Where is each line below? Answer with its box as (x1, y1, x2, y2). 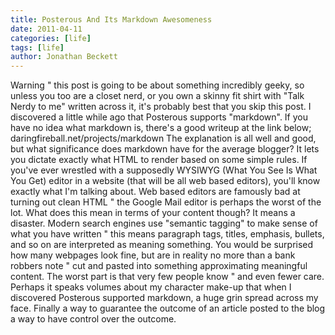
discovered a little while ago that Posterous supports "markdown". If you (10, 111, 308, 123)
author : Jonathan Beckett (10, 52, 118, 62)
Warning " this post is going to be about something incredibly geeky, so (10, 79, 305, 91)
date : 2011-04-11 (10, 24, 83, 34)
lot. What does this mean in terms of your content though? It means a (10, 207, 296, 219)
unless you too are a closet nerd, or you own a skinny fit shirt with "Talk (10, 90, 305, 102)
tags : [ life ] (10, 42, 65, 53)
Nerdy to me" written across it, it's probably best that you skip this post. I (10, 101, 312, 113)
